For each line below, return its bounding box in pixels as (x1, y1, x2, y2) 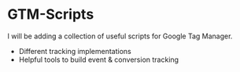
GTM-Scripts (7, 5, 94, 23)
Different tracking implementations (18, 46, 131, 56)
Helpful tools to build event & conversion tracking (18, 55, 179, 64)
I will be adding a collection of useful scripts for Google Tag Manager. (7, 31, 233, 41)
